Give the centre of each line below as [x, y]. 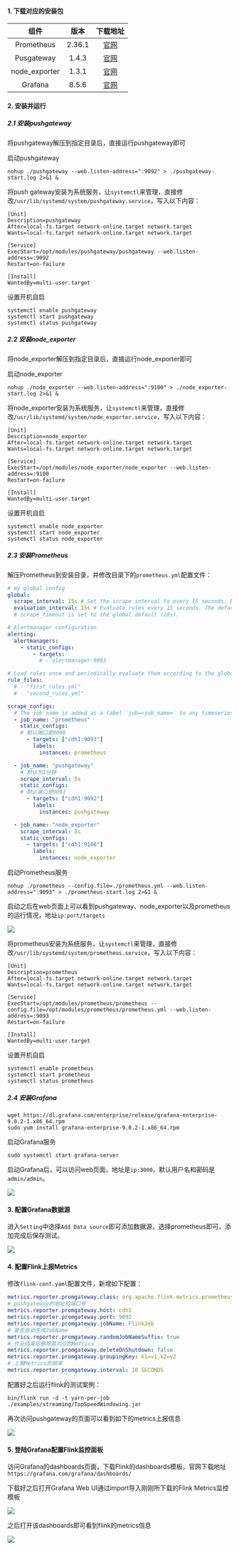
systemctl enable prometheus [51, 1069]
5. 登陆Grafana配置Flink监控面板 [55, 1450]
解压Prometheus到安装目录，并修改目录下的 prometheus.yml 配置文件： [110, 574]
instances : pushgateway [74, 812]
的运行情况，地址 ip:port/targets [56, 915]
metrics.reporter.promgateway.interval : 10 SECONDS [85, 1370]
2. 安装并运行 [27, 105]
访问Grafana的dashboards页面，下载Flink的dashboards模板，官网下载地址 [117, 1467]
